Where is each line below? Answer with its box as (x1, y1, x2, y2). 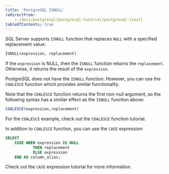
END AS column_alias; (14, 155, 60, 160)
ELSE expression (32, 149, 68, 155)
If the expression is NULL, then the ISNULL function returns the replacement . (5, 60, 164, 67)
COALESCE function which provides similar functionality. (5, 81, 119, 88)
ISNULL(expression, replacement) (5, 51, 77, 56)
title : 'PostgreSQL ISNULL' (5, 7, 66, 13)
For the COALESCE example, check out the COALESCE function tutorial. (5, 116, 146, 122)
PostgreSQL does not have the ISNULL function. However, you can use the (5, 76, 161, 82)
